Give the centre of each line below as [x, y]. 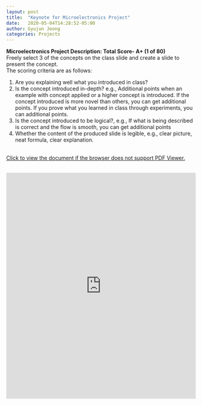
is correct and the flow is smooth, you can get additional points [93, 127]
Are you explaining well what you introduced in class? [81, 83]
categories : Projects [33, 34]
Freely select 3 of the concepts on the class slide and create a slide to [93, 58]
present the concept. [32, 64]
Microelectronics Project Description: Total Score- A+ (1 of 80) [86, 51]
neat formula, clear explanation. [54, 140]
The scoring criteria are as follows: [49, 71]
